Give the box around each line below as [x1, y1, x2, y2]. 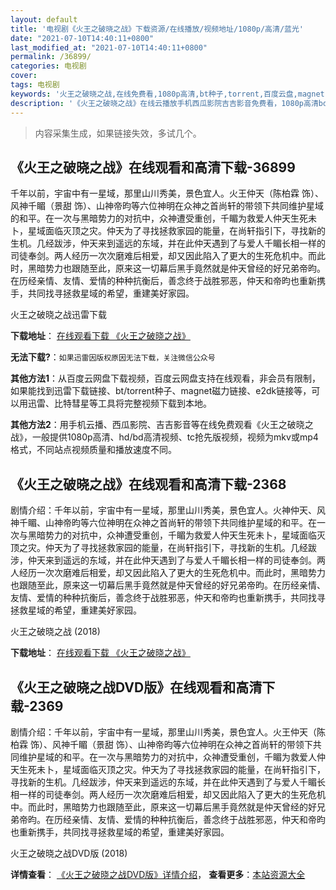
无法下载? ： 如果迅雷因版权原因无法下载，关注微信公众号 [10, 351, 216, 363]
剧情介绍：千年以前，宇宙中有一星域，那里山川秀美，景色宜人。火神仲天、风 [10, 504, 326, 516]
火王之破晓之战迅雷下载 [10, 309, 107, 321]
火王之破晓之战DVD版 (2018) [10, 847, 128, 859]
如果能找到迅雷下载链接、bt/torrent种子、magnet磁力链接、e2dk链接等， [10, 385, 312, 397]
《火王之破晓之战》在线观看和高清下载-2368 [10, 476, 287, 493]
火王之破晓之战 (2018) [10, 626, 101, 638]
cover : [10, 71, 38, 81]
